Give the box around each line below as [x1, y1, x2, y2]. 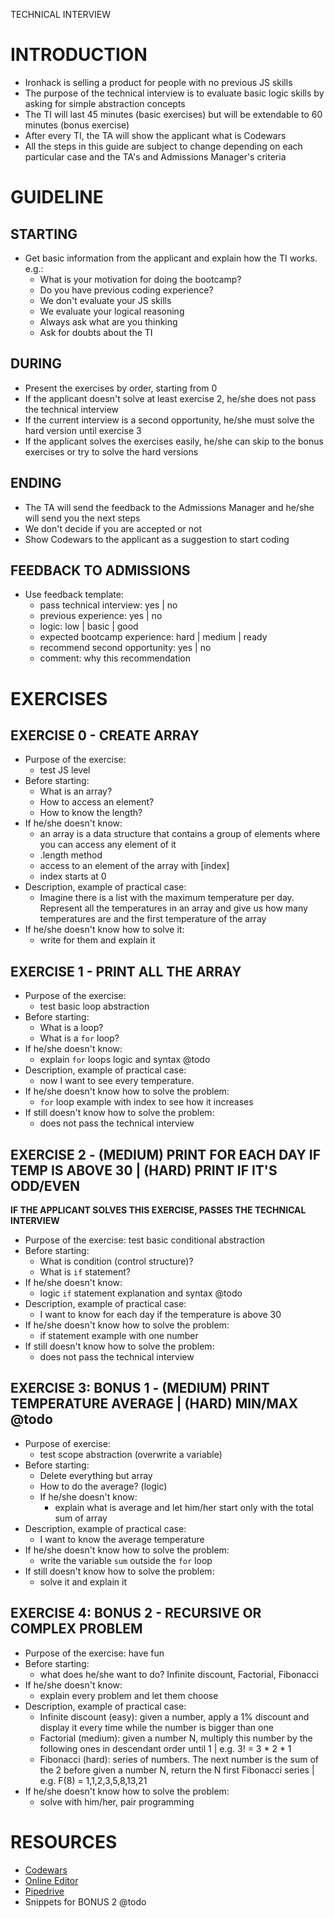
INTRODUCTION [10, 44, 148, 66]
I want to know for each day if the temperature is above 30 [39, 1309, 282, 1320]
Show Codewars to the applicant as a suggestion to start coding [24, 533, 290, 545]
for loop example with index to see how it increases [39, 1096, 254, 1108]
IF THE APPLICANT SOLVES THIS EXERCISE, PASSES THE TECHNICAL [10, 1204, 307, 1216]
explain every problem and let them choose [39, 1689, 219, 1701]
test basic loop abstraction [39, 1000, 150, 1013]
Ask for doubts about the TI [39, 326, 153, 338]
